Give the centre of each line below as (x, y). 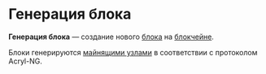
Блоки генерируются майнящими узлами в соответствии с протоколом (133, 52)
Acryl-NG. (25, 61)
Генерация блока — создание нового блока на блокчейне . (111, 37)
